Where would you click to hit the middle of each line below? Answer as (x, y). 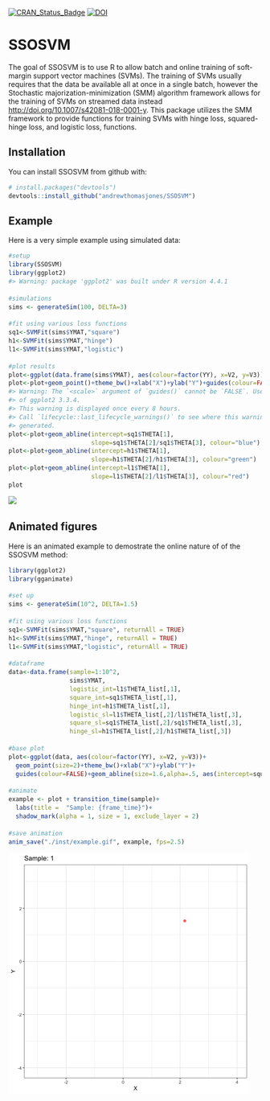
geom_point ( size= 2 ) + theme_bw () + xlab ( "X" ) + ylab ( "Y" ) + (106, 765)
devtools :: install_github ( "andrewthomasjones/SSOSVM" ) (102, 196)
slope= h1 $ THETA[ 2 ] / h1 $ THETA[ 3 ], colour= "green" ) (174, 460)
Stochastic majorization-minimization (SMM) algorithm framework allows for (135, 92)
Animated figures (53, 527)
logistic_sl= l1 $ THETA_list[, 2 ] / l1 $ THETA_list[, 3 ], (156, 715)
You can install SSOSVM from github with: (78, 171)
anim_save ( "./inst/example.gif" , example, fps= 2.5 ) (96, 842)
